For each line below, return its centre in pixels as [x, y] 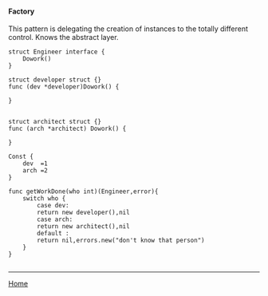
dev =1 [35, 164]
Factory [22, 11]
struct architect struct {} [55, 122]
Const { [21, 157]
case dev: [53, 206]
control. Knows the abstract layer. [63, 37]
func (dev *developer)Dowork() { [64, 87]
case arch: [55, 219]
